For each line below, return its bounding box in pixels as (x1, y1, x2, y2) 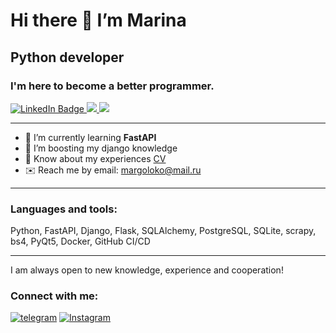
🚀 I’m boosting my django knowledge (24, 142, 178, 154)
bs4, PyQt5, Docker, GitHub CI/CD (10, 235, 151, 248)
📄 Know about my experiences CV (24, 152, 167, 164)
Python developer (10, 49, 125, 66)
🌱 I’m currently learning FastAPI (24, 131, 157, 143)
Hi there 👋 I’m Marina (10, 9, 187, 32)
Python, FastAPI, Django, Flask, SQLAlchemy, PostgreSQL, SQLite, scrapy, (10, 225, 317, 237)
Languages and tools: (10, 202, 118, 216)
